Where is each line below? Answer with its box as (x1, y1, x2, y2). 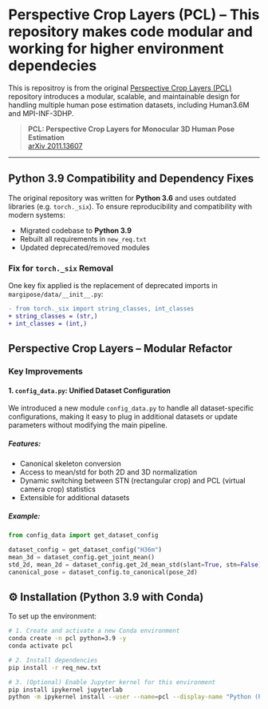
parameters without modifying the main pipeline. (8, 420, 167, 430)
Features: (8, 439, 41, 448)
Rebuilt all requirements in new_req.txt (19, 234, 148, 243)
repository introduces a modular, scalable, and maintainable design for (8, 91, 241, 101)
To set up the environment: (8, 611, 97, 621)
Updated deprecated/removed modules (19, 242, 150, 252)
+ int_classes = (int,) (8, 319, 88, 327)
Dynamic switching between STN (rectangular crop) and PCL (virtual (19, 476, 246, 486)
